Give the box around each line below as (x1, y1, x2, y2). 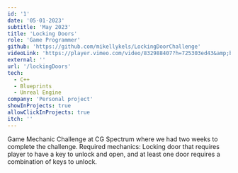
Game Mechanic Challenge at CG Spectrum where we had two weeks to (7, 135, 218, 143)
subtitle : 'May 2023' (7, 23, 72, 30)
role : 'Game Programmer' (7, 37, 81, 44)
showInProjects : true (7, 102, 72, 109)
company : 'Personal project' (7, 96, 93, 103)
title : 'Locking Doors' (7, 30, 78, 37)
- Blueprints (13, 83, 52, 90)
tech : (7, 69, 23, 76)
